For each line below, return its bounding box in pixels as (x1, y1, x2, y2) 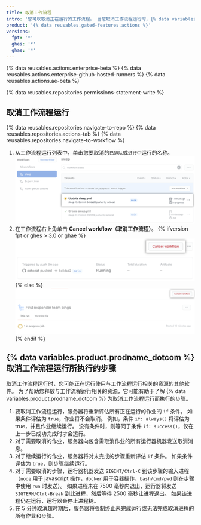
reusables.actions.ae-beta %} (6, 77, 80, 84)
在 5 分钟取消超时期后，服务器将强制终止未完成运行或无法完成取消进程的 (14, 505, 194, 512)
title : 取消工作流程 (6, 10, 52, 16)
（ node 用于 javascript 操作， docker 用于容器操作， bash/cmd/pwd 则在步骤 (14, 475, 195, 482)
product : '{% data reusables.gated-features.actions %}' (6, 22, 151, 28)
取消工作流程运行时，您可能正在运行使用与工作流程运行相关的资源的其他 (6, 380, 184, 388)
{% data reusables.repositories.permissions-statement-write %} (6, 88, 165, 96)
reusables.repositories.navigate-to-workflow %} (6, 136, 125, 143)
